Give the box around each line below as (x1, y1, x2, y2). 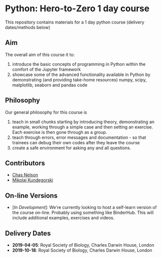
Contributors (5, 159, 45, 167)
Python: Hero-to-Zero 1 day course (5, 3, 150, 14)
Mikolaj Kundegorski (12, 177, 54, 183)
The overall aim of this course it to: (5, 52, 75, 57)
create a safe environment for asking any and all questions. (12, 145, 131, 151)
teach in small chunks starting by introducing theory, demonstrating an (12, 119, 155, 125)
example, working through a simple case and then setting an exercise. (12, 124, 153, 130)
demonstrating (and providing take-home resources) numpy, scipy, (12, 77, 147, 82)
